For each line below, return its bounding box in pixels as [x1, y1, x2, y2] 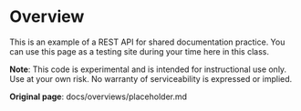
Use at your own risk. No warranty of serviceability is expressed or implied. [9, 73, 293, 84]
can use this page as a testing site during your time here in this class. [9, 45, 269, 56]
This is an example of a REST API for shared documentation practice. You [9, 36, 285, 47]
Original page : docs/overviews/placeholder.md [9, 91, 188, 102]
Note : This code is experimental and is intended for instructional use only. [9, 64, 287, 75]
